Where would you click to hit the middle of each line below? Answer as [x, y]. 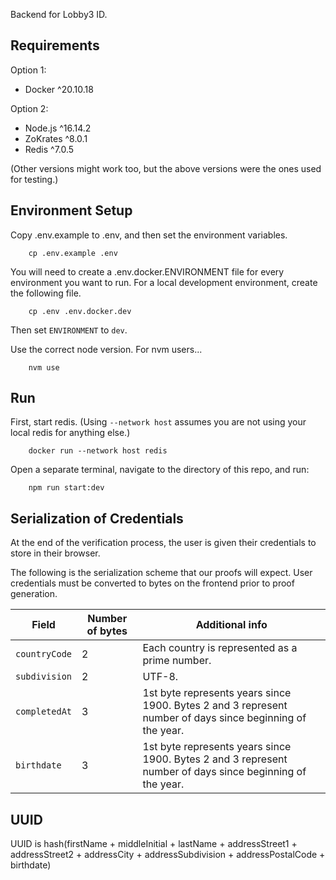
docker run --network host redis [98, 451]
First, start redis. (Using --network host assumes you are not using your [158, 422]
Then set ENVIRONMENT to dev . [69, 330]
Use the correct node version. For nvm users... [106, 349]
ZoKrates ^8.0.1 [56, 138]
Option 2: [29, 108]
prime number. [177, 661]
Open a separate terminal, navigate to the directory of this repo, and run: [160, 470]
